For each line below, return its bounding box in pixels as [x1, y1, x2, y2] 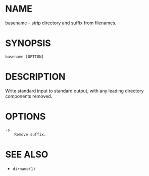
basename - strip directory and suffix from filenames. [5, 20, 117, 26]
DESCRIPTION [5, 71, 66, 82]
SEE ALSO [5, 149, 48, 160]
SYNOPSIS [5, 37, 52, 49]
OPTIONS [5, 111, 46, 122]
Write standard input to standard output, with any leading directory [5, 87, 144, 94]
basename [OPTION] [5, 54, 44, 59]
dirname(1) [12, 166, 36, 171]
